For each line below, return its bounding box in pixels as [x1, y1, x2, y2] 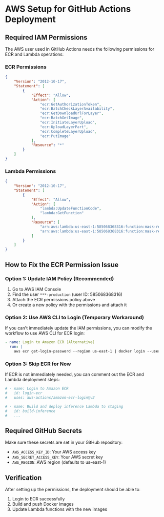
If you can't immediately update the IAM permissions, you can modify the [5, 325, 152, 331]
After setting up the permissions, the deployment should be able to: [5, 487, 141, 492]
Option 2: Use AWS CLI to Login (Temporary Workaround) [5, 314, 144, 321]
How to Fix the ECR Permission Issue [5, 260, 119, 269]
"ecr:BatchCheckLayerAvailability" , [40, 106, 115, 111]
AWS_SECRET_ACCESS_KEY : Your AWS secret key [12, 454, 103, 460]
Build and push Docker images [12, 501, 74, 507]
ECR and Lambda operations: [5, 51, 64, 57]
